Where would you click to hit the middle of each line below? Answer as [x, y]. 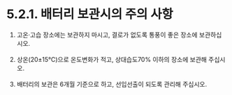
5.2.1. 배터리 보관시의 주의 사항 [90, 14]
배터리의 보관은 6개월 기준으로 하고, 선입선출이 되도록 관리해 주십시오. [112, 84]
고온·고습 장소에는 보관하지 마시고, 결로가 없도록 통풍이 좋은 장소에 [107, 35]
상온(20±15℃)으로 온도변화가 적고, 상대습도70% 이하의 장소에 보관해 [112, 59]
